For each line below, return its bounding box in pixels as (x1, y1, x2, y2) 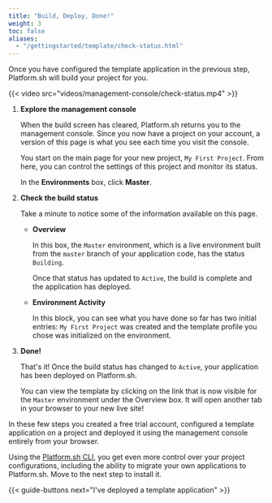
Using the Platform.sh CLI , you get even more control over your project (8, 452, 245, 462)
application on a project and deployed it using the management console (8, 428, 248, 438)
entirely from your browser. (8, 436, 100, 446)
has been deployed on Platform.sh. (19, 371, 138, 380)
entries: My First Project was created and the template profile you (32, 322, 257, 332)
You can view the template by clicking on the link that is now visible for (19, 386, 257, 396)
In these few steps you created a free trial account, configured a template (8, 419, 255, 429)
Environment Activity (32, 298, 106, 307)
